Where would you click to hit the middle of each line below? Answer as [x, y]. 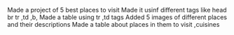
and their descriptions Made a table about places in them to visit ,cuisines [113, 24]
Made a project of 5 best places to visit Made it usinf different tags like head [117, 10]
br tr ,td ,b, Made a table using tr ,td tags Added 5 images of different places [117, 17]
